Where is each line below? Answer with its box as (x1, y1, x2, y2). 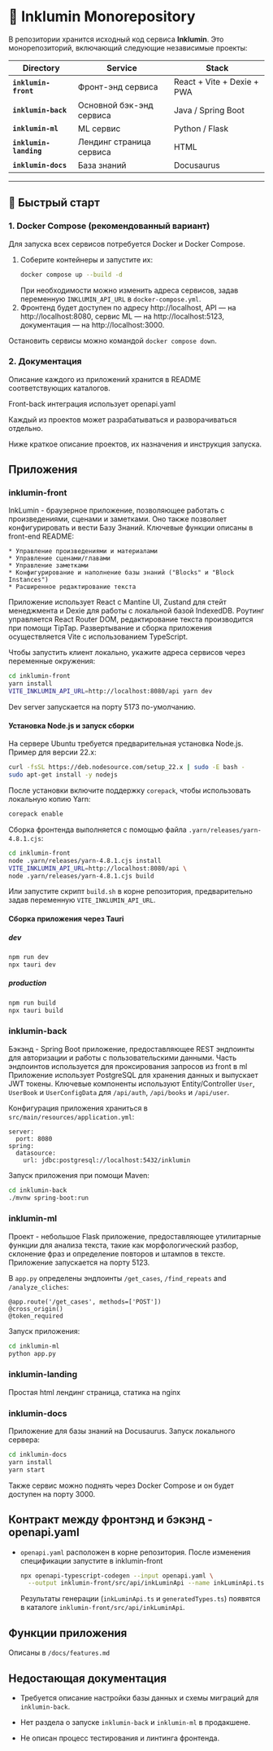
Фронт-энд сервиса (77, 81, 158, 92)
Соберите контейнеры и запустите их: (19, 254, 153, 264)
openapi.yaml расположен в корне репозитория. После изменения (19, 1547, 251, 1557)
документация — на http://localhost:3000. (19, 319, 165, 329)
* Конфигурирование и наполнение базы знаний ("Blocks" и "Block (8, 569, 234, 577)
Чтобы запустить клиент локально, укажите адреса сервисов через (8, 648, 245, 658)
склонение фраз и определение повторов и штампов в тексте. (8, 1248, 226, 1258)
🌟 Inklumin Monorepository (8, 7, 196, 26)
